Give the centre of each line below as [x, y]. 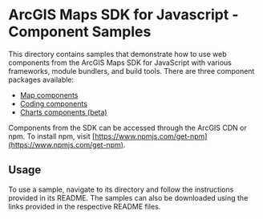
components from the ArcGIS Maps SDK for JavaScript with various [120, 63]
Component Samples [80, 32]
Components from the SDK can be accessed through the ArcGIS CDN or [127, 128]
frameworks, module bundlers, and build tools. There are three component [131, 71]
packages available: [41, 79]
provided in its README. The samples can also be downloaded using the [128, 197]
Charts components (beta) [63, 112]
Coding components [54, 103]
